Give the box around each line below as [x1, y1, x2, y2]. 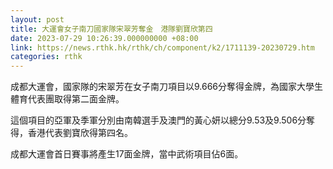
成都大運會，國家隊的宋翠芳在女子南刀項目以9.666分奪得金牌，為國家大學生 [10, 81, 324, 93]
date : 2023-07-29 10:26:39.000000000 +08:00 [10, 33, 199, 43]
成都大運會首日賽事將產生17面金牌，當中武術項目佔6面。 [10, 148, 244, 160]
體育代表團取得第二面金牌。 [10, 93, 125, 105]
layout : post [10, 14, 65, 25]
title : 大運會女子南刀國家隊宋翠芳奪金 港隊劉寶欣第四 [10, 24, 213, 34]
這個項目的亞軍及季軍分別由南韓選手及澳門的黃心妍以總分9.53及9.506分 [10, 114, 307, 126]
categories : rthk [10, 52, 83, 62]
